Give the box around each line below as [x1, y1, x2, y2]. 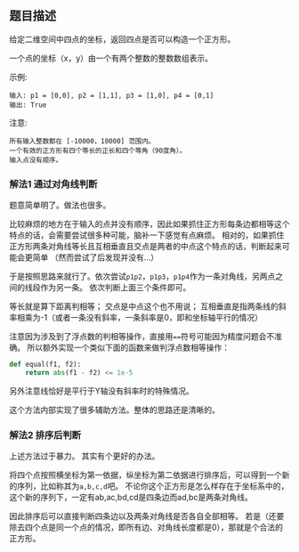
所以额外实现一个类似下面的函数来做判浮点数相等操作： [26, 342, 230, 353]
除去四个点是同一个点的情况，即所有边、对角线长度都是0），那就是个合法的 [9, 522, 283, 532]
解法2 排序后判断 [9, 428, 82, 441]
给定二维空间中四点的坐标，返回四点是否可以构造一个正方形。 [9, 34, 236, 45]
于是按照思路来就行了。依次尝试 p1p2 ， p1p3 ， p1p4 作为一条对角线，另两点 [9, 271, 276, 282]
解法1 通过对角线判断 [9, 177, 98, 190]
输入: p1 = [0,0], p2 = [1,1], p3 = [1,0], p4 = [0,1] [9, 91, 214, 100]
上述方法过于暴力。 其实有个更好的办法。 [9, 451, 160, 461]
